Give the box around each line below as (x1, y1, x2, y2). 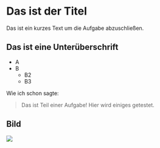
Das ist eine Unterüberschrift (6, 42, 119, 52)
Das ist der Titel (6, 4, 87, 18)
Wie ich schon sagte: (6, 90, 59, 97)
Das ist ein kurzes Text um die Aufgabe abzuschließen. (6, 24, 144, 32)
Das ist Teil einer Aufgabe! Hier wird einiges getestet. (21, 101, 155, 108)
